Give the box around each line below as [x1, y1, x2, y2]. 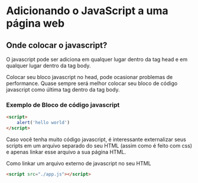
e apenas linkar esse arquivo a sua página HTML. [6, 148, 126, 155]
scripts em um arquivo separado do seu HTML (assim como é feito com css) [6, 142, 193, 149]
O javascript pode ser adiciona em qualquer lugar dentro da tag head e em [6, 56, 188, 63]
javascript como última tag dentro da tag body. [6, 86, 120, 93]
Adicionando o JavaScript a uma [6, 4, 168, 18]
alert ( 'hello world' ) [17, 120, 70, 126]
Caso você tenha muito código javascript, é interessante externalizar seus [6, 136, 186, 143]
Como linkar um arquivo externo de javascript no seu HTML [6, 159, 152, 166]
